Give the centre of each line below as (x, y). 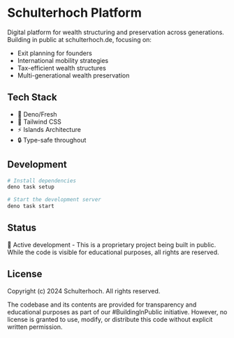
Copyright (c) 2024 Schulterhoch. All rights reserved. (84, 291)
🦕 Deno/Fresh (37, 114)
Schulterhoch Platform (74, 13)
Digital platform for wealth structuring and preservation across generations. (116, 32)
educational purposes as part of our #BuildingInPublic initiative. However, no (117, 311)
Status (22, 228)
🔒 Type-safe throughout (52, 140)
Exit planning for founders (54, 53)
